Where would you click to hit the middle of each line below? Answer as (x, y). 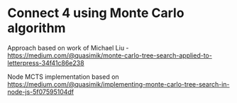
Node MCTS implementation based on (63, 77)
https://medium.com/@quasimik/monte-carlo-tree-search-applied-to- (110, 55)
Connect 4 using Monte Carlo (96, 13)
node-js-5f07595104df (41, 92)
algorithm (37, 28)
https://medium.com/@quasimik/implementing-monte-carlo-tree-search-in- (118, 84)
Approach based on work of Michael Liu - (68, 48)
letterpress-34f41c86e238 (46, 63)
